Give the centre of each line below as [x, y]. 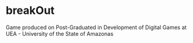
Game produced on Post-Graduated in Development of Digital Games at [96, 27]
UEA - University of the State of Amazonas [60, 33]
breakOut [30, 11]
